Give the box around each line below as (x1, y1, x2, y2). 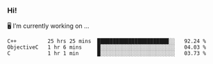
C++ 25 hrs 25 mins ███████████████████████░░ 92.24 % (7, 38, 207, 45)
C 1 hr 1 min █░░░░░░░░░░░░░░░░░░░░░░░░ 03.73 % (7, 50, 207, 57)
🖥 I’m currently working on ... (7, 22, 90, 30)
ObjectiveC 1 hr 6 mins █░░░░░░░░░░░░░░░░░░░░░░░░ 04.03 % (7, 44, 207, 51)
